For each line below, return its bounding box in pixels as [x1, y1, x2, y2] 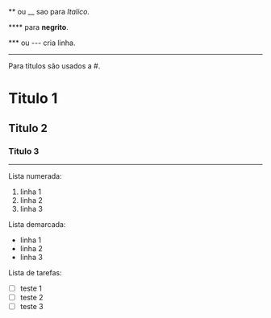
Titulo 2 [8, 121, 48, 135]
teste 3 [19, 302, 44, 311]
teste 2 [19, 292, 44, 302]
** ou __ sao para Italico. [8, 7, 90, 16]
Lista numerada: [8, 171, 62, 180]
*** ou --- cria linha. [8, 38, 76, 47]
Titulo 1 [8, 89, 58, 108]
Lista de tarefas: [8, 267, 62, 277]
